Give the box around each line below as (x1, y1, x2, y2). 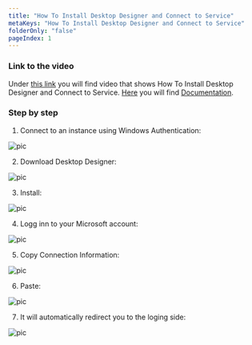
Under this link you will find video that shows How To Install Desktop (8, 79, 234, 88)
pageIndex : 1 (8, 34, 52, 43)
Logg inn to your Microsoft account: (19, 218, 138, 229)
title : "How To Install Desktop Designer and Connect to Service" (8, 11, 234, 20)
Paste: (19, 281, 42, 290)
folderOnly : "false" (8, 26, 78, 34)
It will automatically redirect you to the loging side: (19, 312, 186, 322)
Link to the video (8, 61, 74, 72)
